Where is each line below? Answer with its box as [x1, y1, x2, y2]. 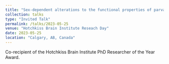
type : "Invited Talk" [5, 16, 51, 21]
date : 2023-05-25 [5, 30, 42, 35]
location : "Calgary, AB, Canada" [5, 35, 75, 40]
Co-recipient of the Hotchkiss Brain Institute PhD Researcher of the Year [5, 48, 155, 55]
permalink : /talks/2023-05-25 [5, 21, 69, 26]
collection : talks [5, 12, 44, 17]
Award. [5, 54, 20, 60]
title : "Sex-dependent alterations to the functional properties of [5, 7, 152, 12]
